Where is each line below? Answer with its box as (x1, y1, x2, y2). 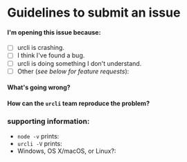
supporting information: (7, 116, 90, 126)
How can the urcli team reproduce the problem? (7, 99, 150, 107)
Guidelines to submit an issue (7, 5, 181, 21)
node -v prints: (17, 132, 60, 141)
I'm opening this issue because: (7, 28, 101, 36)
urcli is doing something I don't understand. (17, 59, 142, 67)
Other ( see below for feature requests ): (17, 67, 130, 75)
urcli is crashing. (17, 44, 64, 52)
